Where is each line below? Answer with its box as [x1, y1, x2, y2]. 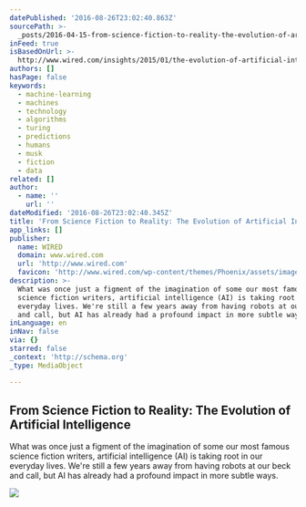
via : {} [9, 336, 39, 345]
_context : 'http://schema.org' [9, 352, 128, 361]
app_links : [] [9, 225, 64, 234]
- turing [17, 124, 51, 133]
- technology [17, 107, 67, 116]
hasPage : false [9, 73, 67, 82]
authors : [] [9, 65, 55, 74]
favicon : [17, 268, 51, 277]
